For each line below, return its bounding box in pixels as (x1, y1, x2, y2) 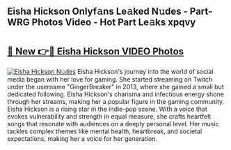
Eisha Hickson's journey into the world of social (77, 68, 214, 75)
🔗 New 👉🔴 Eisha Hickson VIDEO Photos (7, 45, 184, 57)
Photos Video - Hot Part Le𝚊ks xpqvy (31, 17, 196, 29)
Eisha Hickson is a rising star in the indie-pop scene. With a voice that (7, 105, 207, 113)
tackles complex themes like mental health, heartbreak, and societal (7, 127, 202, 135)
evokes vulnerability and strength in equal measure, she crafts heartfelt (7, 112, 212, 121)
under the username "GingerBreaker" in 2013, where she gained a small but (7, 83, 224, 91)
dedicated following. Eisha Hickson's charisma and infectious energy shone (7, 90, 225, 98)
